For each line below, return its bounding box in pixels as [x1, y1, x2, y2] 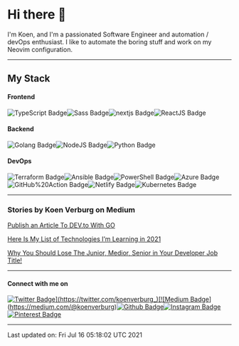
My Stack [7, 73, 51, 85]
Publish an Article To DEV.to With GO [7, 221, 115, 230]
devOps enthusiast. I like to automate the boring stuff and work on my [7, 37, 212, 46]
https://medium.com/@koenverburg [9, 302, 115, 311]
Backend [7, 125, 34, 133]
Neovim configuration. [7, 45, 73, 54]
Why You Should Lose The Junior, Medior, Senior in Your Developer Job [7, 249, 218, 258]
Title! [7, 256, 23, 265]
